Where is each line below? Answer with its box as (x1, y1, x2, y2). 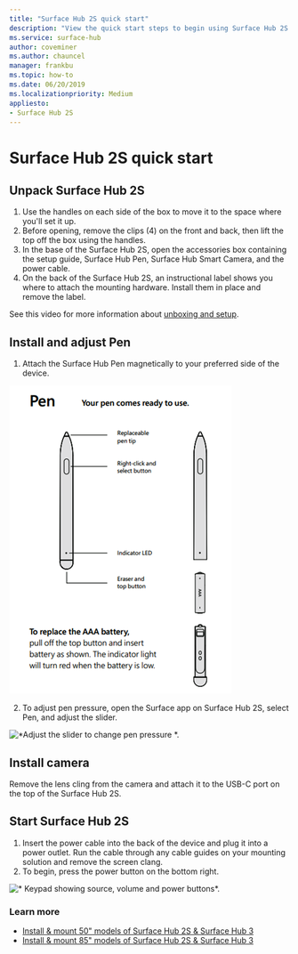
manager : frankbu (9, 61, 74, 70)
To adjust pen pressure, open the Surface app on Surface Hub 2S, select (21, 703, 289, 714)
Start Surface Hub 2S (9, 814, 130, 829)
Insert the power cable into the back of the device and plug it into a (21, 837, 269, 848)
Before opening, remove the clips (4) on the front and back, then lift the (21, 225, 285, 236)
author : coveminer (9, 43, 77, 52)
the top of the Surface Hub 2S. (9, 788, 122, 798)
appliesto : (9, 99, 50, 108)
